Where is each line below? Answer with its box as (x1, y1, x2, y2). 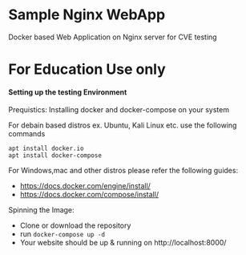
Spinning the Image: (8, 205, 75, 215)
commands (8, 129, 46, 139)
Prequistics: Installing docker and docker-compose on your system (8, 105, 230, 115)
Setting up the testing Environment (8, 87, 127, 97)
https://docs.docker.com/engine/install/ (19, 181, 151, 191)
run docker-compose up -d (19, 229, 106, 239)
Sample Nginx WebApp (8, 6, 166, 24)
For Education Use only (8, 60, 166, 79)
